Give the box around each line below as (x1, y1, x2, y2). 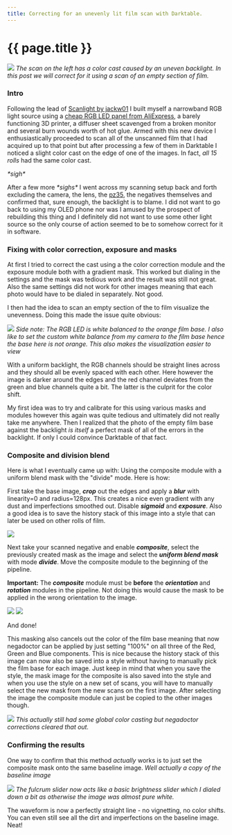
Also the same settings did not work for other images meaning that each (7, 283, 213, 291)
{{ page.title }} (7, 40, 93, 56)
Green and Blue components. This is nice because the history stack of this (7, 650, 220, 658)
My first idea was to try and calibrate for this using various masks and (7, 404, 206, 412)
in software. (7, 227, 42, 235)
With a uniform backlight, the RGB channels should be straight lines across (7, 361, 220, 369)
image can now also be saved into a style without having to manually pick (7, 657, 217, 665)
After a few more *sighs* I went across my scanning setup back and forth (7, 183, 217, 191)
